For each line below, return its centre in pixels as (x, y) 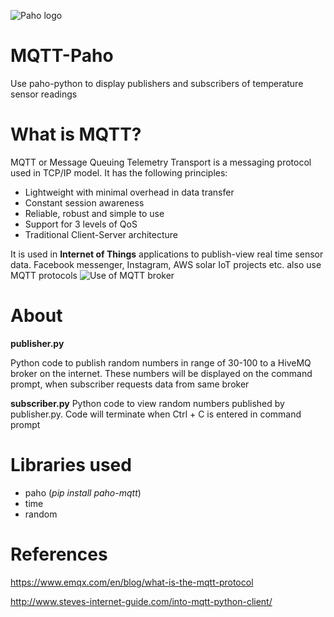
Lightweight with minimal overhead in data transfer (129, 192)
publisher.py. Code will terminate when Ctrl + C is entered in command (156, 414)
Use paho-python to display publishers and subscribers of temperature (157, 83)
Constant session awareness (84, 202)
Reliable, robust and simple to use (94, 213)
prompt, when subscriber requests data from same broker (130, 384)
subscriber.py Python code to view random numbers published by (147, 403)
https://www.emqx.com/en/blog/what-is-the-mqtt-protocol (132, 582)
